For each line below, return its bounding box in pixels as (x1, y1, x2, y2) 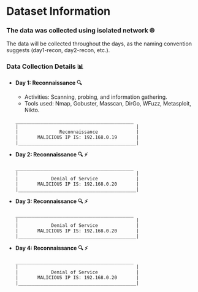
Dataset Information (6, 4, 111, 18)
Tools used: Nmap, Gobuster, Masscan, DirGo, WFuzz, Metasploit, (24, 99, 192, 107)
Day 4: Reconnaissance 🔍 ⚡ (15, 244, 88, 252)
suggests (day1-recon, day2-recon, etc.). (6, 47, 110, 54)
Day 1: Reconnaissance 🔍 (15, 79, 83, 86)
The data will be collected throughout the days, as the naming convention (6, 40, 192, 47)
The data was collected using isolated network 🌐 (6, 26, 155, 35)
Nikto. (24, 106, 40, 113)
